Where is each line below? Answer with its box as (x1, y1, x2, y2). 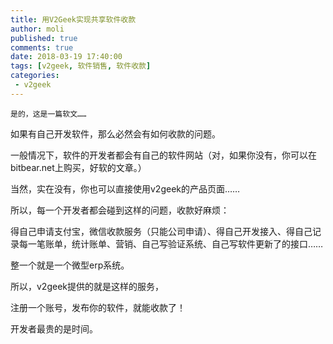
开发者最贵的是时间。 (10, 322, 98, 335)
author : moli (10, 24, 65, 34)
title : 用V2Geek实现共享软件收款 (10, 14, 137, 25)
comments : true (10, 42, 74, 53)
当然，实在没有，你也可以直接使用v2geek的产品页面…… (10, 182, 241, 195)
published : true (10, 33, 78, 43)
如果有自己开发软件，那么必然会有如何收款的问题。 (10, 127, 221, 140)
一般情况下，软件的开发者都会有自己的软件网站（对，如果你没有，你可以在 (10, 149, 317, 161)
